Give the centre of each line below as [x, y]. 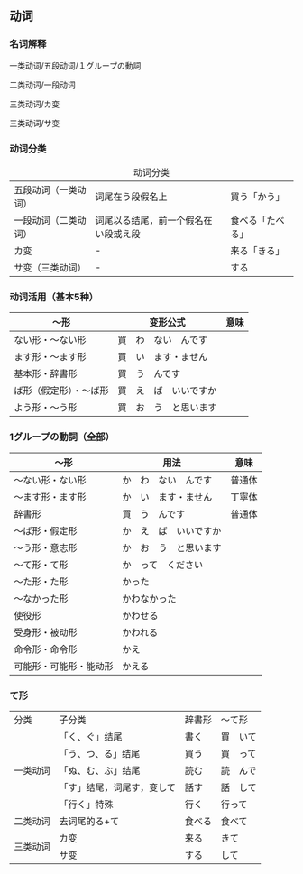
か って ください [163, 565]
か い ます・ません [167, 497]
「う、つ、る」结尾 [100, 753]
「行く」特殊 [87, 804]
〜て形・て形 [41, 565]
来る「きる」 [257, 251]
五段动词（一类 [46, 189]
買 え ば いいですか [167, 391]
